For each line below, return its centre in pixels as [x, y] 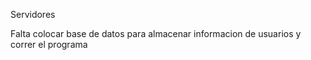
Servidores [33, 14]
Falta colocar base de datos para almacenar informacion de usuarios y [156, 33]
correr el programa [49, 44]
